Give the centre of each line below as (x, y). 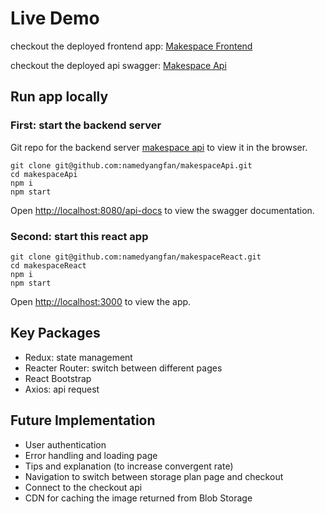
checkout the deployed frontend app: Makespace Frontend (131, 46)
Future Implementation (83, 420)
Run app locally (59, 97)
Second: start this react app (79, 236)
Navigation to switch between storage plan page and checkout (154, 476)
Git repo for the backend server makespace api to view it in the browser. (159, 147)
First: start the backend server (86, 125)
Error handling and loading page (91, 455)
